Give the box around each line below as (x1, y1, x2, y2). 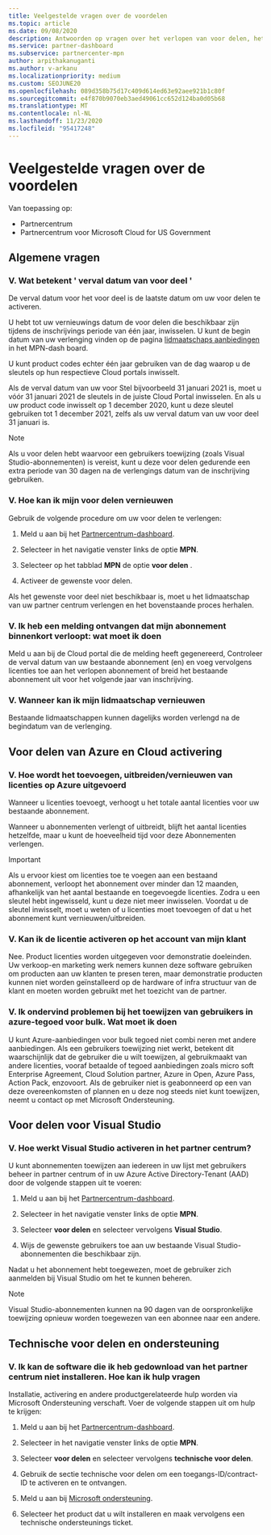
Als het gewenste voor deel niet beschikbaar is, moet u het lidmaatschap (8, 591, 250, 601)
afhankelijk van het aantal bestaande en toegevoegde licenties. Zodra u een (8, 887, 261, 897)
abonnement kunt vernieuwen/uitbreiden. (8, 913, 146, 923)
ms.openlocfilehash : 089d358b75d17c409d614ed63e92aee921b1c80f (8, 86, 226, 95)
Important (8, 854, 41, 864)
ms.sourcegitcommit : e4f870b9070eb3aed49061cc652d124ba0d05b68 (8, 95, 226, 103)
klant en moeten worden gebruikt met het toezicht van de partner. (8, 986, 227, 996)
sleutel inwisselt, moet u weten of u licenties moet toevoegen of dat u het (8, 904, 252, 914)
